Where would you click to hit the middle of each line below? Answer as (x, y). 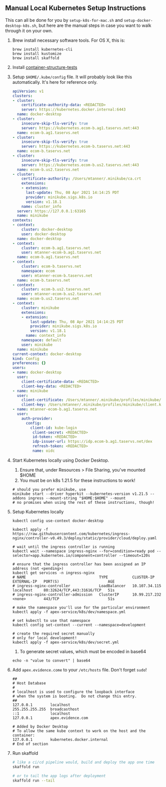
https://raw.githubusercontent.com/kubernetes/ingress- (71, 534)
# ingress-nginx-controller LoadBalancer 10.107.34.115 (87, 586)
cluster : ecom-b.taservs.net (52, 267)
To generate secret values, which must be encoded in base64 (83, 651)
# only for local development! (45, 638)
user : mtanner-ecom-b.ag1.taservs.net (61, 252)
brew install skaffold (36, 58)
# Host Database (29, 683)
